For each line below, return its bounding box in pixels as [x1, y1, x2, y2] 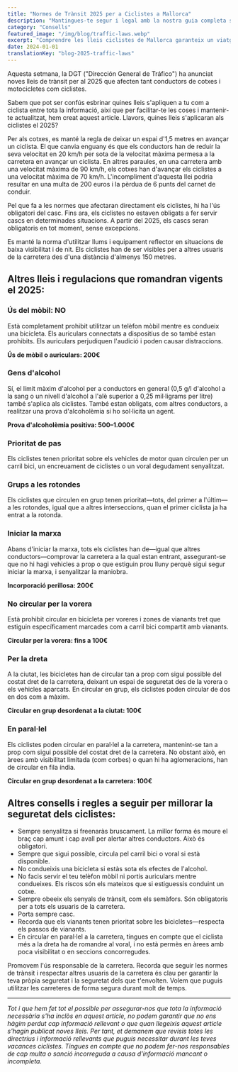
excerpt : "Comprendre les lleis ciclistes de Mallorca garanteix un [7, 37, 214, 44]
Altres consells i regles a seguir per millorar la [7, 797, 214, 809]
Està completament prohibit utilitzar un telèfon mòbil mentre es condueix [7, 321, 220, 330]
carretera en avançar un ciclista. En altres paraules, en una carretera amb [7, 157, 222, 165]
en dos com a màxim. [7, 692, 70, 701]
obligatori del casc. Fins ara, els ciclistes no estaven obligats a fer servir [7, 209, 217, 217]
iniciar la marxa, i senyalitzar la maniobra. [7, 567, 128, 575]
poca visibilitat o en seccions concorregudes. [17, 948, 151, 956]
